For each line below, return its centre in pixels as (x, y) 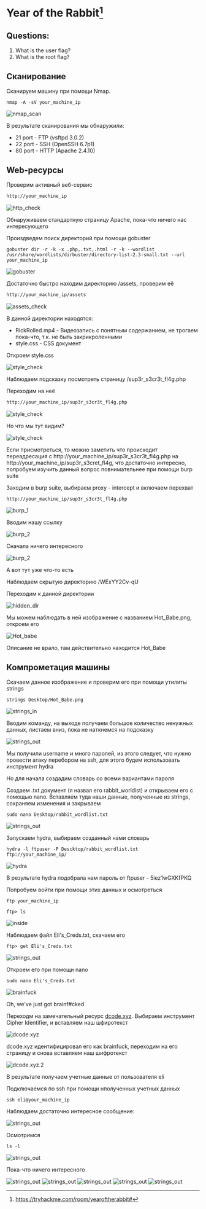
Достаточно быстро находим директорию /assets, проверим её (90, 283)
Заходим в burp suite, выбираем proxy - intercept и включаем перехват (100, 487)
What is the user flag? (43, 50)
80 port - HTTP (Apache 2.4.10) (55, 151)
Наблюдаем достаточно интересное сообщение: (71, 1111)
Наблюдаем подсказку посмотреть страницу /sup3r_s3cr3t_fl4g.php (96, 379)
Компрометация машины (58, 667)
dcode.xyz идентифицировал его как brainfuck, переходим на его (92, 1047)
